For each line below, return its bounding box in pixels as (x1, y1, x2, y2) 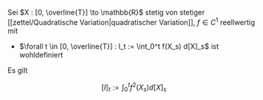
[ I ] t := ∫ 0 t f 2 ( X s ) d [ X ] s (101, 81, 167, 94)
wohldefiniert (18, 50, 63, 59)
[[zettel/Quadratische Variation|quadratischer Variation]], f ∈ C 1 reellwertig (7, 16, 256, 27)
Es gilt (7, 65, 28, 75)
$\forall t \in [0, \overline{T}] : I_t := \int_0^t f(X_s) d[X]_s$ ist (18, 41, 220, 51)
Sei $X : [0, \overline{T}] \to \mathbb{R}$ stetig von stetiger (7, 8, 205, 17)
